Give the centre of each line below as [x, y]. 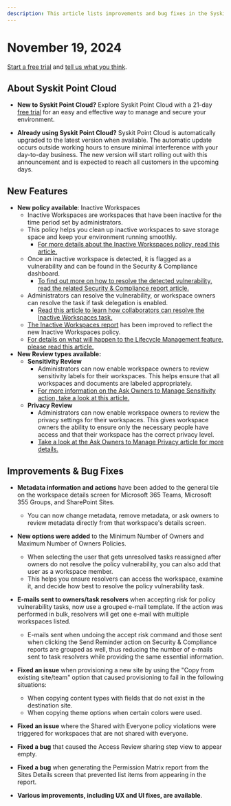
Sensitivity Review [55, 362]
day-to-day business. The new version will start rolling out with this [112, 155]
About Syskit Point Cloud [62, 88]
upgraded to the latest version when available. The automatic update [114, 140]
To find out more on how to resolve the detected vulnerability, [125, 281]
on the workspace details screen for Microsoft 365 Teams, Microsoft [114, 495]
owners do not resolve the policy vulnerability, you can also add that [124, 564]
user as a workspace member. [70, 571]
